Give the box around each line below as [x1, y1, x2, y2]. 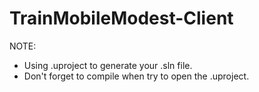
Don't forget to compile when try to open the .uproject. [23, 70, 250, 82]
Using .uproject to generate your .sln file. [23, 59, 193, 71]
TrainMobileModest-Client [9, 7, 234, 30]
